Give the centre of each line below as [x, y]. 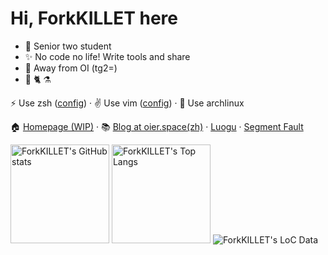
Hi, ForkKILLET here [94, 18]
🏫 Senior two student [68, 46]
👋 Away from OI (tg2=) [71, 68]
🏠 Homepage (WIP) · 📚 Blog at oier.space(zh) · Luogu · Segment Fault [157, 126]
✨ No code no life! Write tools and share [107, 56]
